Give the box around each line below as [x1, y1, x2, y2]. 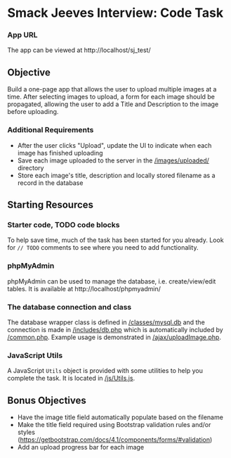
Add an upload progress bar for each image [17, 443, 145, 451]
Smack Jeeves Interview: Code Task [7, 5, 223, 21]
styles [17, 428, 35, 436]
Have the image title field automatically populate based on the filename [17, 413, 223, 421]
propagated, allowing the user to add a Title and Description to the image [7, 100, 219, 108]
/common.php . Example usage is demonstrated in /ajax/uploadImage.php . [7, 333, 221, 341]
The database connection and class [7, 302, 132, 312]
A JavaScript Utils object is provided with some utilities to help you [7, 367, 204, 375]
